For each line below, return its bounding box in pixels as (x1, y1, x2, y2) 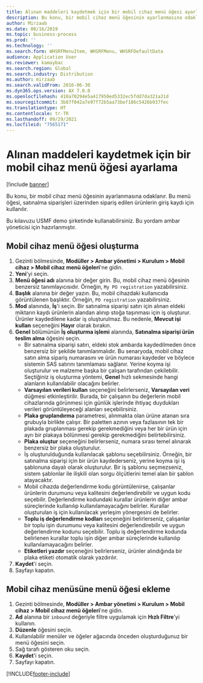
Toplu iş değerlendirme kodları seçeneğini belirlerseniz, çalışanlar (24, 515, 190, 522)
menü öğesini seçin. (14, 639, 65, 646)
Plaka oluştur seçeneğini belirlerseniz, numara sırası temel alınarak (24, 437, 192, 445)
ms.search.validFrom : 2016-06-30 (6, 82, 91, 89)
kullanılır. (6, 206, 28, 213)
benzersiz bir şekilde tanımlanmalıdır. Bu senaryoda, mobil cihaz (24, 347, 184, 355)
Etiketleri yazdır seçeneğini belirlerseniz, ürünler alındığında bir (24, 547, 182, 554)
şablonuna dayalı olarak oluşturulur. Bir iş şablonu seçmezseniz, (24, 463, 183, 471)
